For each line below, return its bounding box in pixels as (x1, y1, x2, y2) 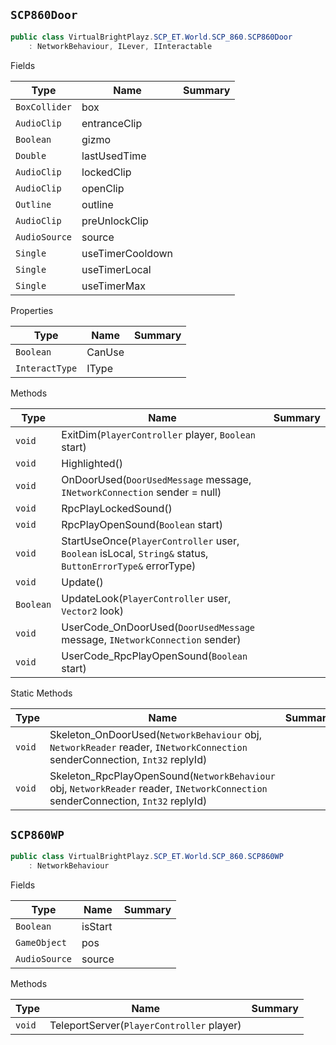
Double (15, 150, 47, 161)
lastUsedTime (81, 149, 147, 163)
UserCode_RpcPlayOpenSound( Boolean (61, 649, 248, 663)
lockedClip (81, 165, 132, 179)
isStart (81, 920, 113, 934)
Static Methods (10, 687, 73, 699)
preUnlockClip (81, 214, 149, 228)
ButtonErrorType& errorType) (61, 559, 197, 573)
